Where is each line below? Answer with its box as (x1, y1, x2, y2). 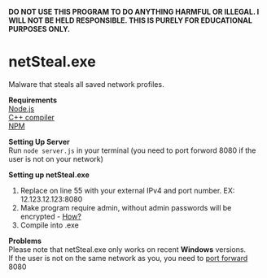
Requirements (8, 95, 58, 105)
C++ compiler (8, 112, 55, 122)
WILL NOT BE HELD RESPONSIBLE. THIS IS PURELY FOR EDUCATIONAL (8, 15, 252, 25)
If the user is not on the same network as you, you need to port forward (8, 253, 248, 263)
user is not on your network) (8, 154, 104, 163)
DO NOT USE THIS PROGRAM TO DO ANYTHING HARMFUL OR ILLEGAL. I (8, 7, 260, 16)
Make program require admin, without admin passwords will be (20, 202, 232, 212)
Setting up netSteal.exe (8, 170, 90, 180)
